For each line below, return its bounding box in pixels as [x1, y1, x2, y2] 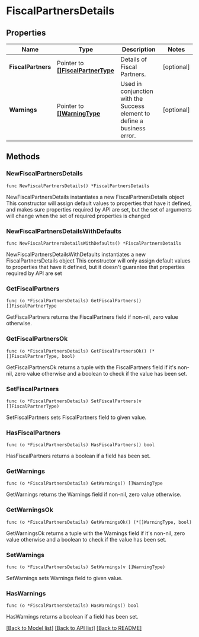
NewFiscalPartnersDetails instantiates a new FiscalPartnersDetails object [6, 193, 185, 200]
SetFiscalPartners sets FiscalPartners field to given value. [6, 414, 147, 421]
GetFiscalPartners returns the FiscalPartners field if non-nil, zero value [6, 313, 179, 321]
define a [120, 117, 143, 125]
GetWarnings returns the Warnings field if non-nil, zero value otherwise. [6, 491, 182, 498]
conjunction [120, 87, 154, 95]
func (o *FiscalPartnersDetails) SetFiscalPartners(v [6, 398, 142, 404]
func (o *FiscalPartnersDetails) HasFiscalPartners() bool [6, 442, 155, 448]
